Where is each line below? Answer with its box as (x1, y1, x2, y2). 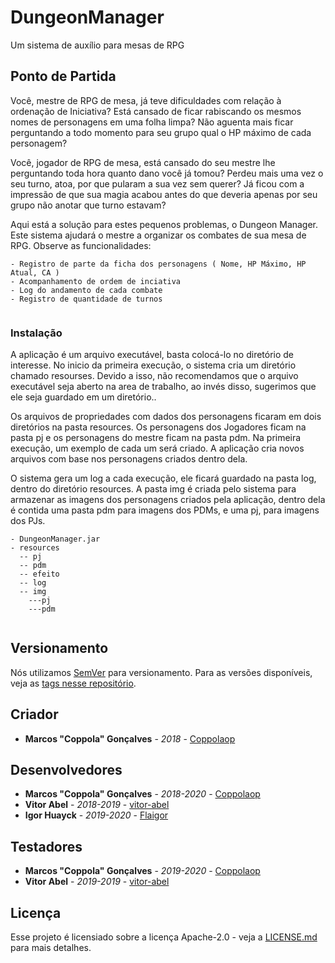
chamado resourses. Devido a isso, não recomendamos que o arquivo (10, 370, 299, 382)
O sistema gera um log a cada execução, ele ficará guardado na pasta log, (10, 472, 317, 485)
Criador (10, 706, 59, 723)
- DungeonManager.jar (10, 534, 101, 545)
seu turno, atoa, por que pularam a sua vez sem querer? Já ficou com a (10, 177, 305, 190)
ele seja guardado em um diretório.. (10, 391, 157, 403)
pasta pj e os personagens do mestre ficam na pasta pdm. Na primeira (10, 432, 302, 444)
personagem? (10, 137, 68, 149)
